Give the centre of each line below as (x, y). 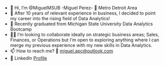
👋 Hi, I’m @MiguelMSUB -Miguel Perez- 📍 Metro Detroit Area (74, 8)
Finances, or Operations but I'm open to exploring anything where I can (85, 40)
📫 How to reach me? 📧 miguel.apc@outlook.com (61, 51)
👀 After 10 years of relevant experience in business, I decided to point (83, 13)
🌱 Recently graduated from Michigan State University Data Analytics (81, 24)
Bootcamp (21, 29)
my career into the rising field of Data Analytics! (60, 18)
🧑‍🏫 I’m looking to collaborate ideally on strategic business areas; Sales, (85, 35)
